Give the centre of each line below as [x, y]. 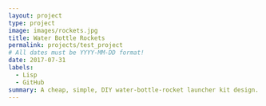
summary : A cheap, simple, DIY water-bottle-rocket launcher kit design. [134, 90]
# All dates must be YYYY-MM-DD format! [77, 53]
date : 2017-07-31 [37, 61]
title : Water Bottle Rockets [57, 38]
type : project [32, 23]
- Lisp [26, 75]
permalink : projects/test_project [66, 45]
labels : [21, 68]
